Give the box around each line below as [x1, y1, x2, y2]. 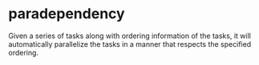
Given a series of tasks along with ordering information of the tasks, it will [8, 31, 251, 40]
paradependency [8, 5, 126, 23]
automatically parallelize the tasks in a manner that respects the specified [8, 39, 252, 48]
